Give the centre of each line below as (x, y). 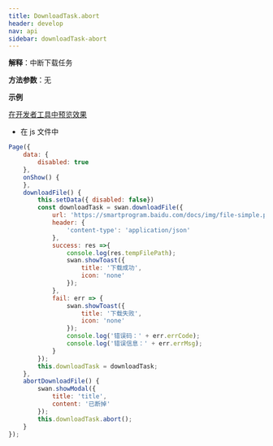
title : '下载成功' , (111, 268)
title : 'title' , (79, 396)
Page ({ (19, 147)
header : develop (36, 24)
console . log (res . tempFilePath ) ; (121, 253)
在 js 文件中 (39, 132)
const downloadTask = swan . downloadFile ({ (110, 208)
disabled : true (63, 162)
